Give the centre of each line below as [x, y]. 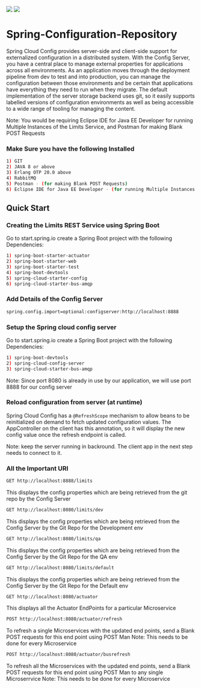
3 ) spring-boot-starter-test [43, 267]
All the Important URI [37, 468]
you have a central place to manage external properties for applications [95, 64]
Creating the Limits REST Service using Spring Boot [83, 225]
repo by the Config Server [39, 499]
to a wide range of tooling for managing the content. [71, 108]
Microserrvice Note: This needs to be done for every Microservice [88, 679]
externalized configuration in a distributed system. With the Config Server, [98, 57]
